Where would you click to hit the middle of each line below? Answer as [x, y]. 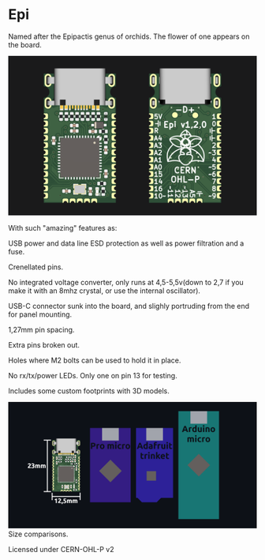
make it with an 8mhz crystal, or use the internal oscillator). [105, 291]
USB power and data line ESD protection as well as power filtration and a [126, 243]
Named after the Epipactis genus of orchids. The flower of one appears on [129, 36]
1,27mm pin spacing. [41, 329]
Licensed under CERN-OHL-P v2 [61, 549]
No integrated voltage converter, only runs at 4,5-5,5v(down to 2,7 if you [126, 282]
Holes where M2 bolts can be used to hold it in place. [95, 360]
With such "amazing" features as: [63, 227]
